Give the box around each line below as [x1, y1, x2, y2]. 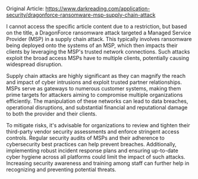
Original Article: [6, 5, 45, 12]
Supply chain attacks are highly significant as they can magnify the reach [6, 73, 186, 79]
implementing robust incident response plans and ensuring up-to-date [6, 147, 178, 154]
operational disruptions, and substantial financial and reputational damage [6, 104, 188, 111]
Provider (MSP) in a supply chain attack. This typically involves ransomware [6, 36, 192, 42]
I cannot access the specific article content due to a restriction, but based [6, 23, 187, 30]
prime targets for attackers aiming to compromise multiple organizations [6, 92, 183, 98]
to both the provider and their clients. [6, 110, 97, 117]
